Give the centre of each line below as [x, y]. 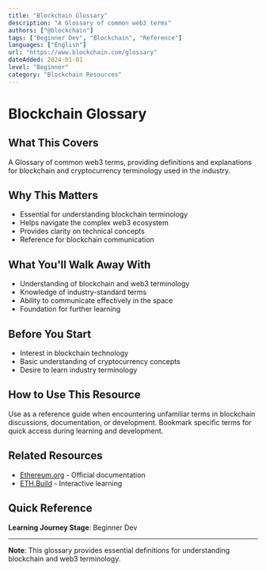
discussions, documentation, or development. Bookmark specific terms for [130, 422]
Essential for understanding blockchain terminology [104, 214]
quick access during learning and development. [86, 431]
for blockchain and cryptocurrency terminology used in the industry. [120, 171]
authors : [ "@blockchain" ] [51, 30]
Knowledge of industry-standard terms [83, 292]
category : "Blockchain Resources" [65, 75]
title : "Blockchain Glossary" [58, 15]
